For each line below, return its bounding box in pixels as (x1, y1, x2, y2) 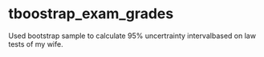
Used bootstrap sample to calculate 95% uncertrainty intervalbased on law (8, 31, 257, 40)
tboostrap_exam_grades (8, 5, 174, 23)
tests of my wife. (8, 39, 63, 48)
